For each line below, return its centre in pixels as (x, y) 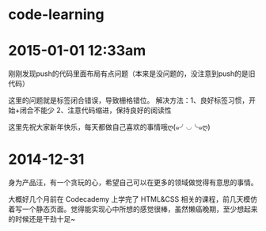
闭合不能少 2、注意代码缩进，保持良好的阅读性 (95, 110)
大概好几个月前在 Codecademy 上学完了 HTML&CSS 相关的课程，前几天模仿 (133, 199)
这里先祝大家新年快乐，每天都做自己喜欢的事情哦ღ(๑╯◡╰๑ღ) (110, 127)
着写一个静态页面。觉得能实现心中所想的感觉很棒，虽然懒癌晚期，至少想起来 (133, 209)
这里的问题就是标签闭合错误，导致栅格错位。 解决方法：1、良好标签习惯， (129, 100)
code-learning (56, 15)
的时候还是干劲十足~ (42, 219)
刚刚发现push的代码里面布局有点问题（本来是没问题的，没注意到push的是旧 (132, 74)
